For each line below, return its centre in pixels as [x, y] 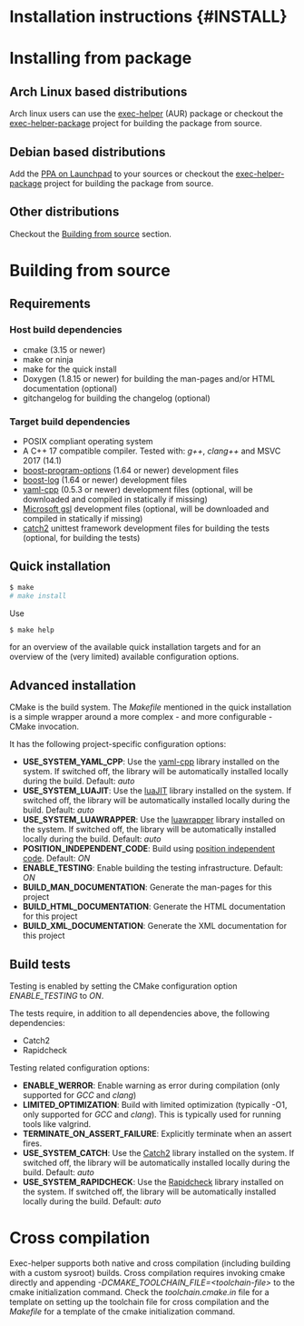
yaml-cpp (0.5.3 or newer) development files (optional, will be [138, 489]
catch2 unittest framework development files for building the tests [146, 528]
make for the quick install [69, 369]
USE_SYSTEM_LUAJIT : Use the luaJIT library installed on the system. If [157, 791]
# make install [38, 596]
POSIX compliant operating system [88, 441]
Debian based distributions [88, 152]
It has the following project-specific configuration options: [118, 744]
